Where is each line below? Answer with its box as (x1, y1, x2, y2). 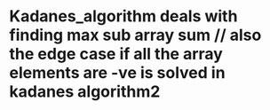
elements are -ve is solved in (9, 63, 226, 83)
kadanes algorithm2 (9, 82, 161, 102)
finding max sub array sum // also (9, 25, 262, 45)
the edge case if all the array (9, 44, 224, 64)
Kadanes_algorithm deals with (9, 6, 238, 27)
